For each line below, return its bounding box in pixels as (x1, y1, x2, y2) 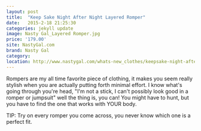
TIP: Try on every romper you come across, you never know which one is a (6, 111, 191, 119)
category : (6, 53, 31, 59)
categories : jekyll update (6, 25, 74, 32)
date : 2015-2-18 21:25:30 (6, 20, 77, 26)
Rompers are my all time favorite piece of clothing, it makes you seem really (6, 75, 193, 82)
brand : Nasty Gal (6, 48, 50, 54)
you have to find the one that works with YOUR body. (6, 100, 137, 107)
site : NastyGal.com (6, 42, 55, 48)
